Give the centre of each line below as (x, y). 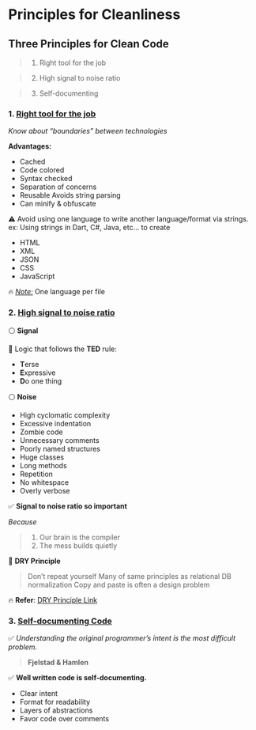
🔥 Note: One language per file (56, 292)
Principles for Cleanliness (94, 15)
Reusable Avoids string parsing (70, 195)
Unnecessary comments (60, 440)
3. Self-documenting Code (60, 621)
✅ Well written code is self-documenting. (78, 677)
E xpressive (38, 373)
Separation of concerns (58, 187)
